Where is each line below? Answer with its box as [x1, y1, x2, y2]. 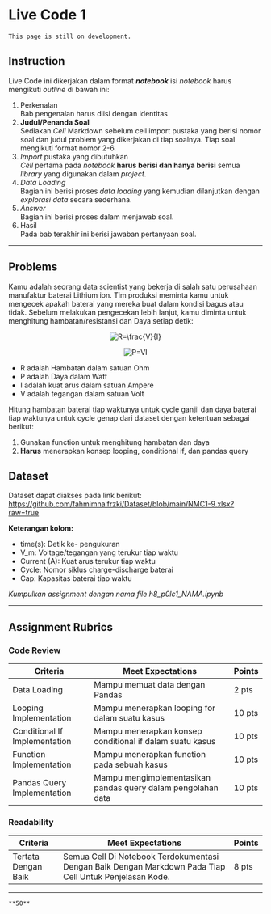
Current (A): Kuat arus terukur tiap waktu [19, 556, 156, 566]
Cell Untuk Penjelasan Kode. [63, 871, 170, 882]
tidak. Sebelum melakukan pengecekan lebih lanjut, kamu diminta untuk [8, 307, 247, 317]
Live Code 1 [8, 6, 86, 24]
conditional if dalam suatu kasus [94, 736, 216, 747]
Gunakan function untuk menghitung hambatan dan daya [19, 437, 210, 446]
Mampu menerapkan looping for [94, 702, 216, 713]
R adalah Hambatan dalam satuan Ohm [19, 362, 150, 373]
